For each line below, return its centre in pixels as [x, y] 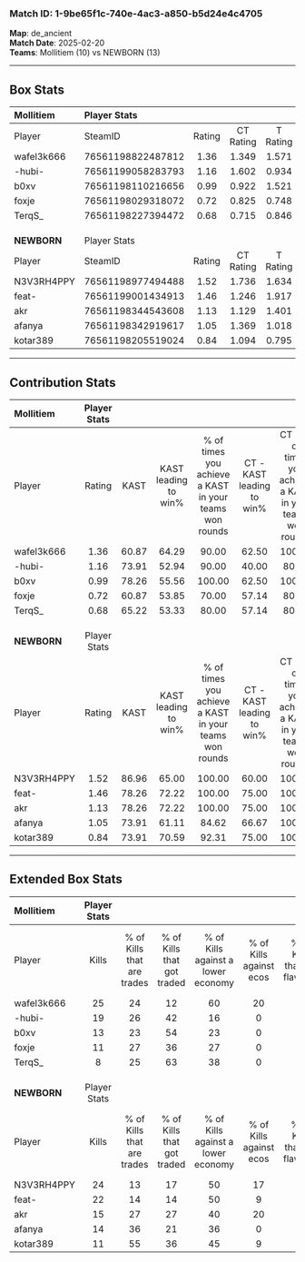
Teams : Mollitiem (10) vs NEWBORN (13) [85, 53]
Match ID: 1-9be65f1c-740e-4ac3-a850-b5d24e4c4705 [136, 14]
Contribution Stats [63, 383]
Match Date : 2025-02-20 [57, 43]
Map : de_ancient [41, 34]
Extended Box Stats [66, 879]
